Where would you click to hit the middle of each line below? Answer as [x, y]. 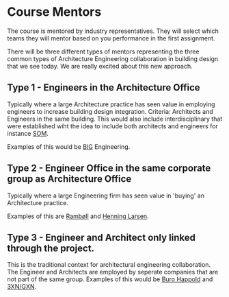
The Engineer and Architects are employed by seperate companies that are [113, 272]
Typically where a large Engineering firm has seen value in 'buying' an [106, 195]
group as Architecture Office [69, 179]
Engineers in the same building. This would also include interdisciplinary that [115, 119]
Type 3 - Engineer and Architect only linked [102, 237]
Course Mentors [54, 12]
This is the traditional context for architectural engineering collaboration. [109, 265]
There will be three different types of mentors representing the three [103, 51]
